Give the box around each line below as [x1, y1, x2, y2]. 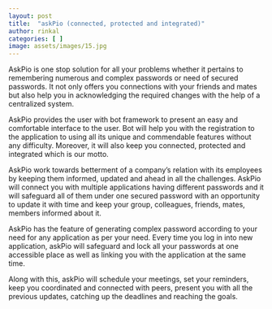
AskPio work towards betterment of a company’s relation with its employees [8, 165, 262, 175]
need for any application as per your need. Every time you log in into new [8, 233, 253, 242]
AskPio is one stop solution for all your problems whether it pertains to [8, 64, 244, 74]
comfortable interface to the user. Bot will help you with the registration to [8, 124, 255, 133]
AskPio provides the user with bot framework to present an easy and [8, 115, 238, 124]
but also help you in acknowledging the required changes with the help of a [8, 90, 261, 100]
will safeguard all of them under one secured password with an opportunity [8, 191, 261, 201]
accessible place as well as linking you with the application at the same [8, 250, 246, 260]
